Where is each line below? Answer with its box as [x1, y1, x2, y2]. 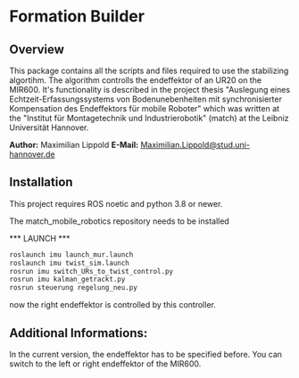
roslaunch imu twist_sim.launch [9, 259, 129, 267]
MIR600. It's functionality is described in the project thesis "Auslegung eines [9, 85, 291, 94]
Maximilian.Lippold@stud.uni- [140, 140, 250, 150]
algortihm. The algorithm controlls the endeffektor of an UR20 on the [9, 75, 262, 86]
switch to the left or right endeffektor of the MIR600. [9, 358, 202, 369]
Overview [9, 42, 65, 57]
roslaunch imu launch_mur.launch [9, 250, 134, 259]
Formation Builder [9, 6, 145, 27]
